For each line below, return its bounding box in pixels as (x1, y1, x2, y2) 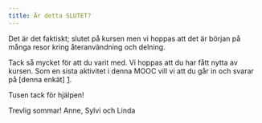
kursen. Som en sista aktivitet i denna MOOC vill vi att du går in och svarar (8, 65, 255, 76)
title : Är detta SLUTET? (8, 11, 92, 20)
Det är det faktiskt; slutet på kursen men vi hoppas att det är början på (8, 34, 241, 43)
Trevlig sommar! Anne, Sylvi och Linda (8, 105, 136, 115)
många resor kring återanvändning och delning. (8, 42, 166, 52)
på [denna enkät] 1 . (8, 74, 72, 84)
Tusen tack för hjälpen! (8, 89, 84, 100)
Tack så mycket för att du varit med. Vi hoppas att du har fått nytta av (8, 58, 239, 67)
